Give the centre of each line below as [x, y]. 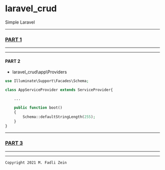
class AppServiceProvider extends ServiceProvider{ [59, 90]
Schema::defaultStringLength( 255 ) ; [59, 117]
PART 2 [13, 61]
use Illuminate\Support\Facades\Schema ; [47, 81]
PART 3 [14, 143]
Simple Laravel [20, 22]
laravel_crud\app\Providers [40, 72]
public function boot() [38, 108]
